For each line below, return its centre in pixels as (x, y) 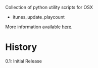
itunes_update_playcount (38, 17)
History (21, 47)
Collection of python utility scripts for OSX (49, 7)
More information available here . (39, 27)
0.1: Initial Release (23, 61)
